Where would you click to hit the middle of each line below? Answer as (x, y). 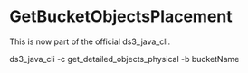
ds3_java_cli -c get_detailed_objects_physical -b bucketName (124, 59)
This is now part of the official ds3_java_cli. (90, 41)
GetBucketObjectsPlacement (121, 17)
